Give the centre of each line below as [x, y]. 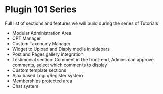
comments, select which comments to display [59, 65]
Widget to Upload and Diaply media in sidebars [61, 49]
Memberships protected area [42, 81]
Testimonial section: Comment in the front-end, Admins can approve [83, 59]
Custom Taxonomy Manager [41, 43]
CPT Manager [26, 38]
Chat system [25, 86]
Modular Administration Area [42, 33]
